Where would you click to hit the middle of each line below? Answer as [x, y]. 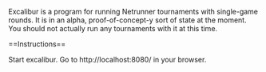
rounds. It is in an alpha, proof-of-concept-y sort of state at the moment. [127, 20]
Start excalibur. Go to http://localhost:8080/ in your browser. [107, 60]
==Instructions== [37, 44]
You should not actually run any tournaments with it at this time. [113, 28]
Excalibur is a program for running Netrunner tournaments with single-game [133, 12]
